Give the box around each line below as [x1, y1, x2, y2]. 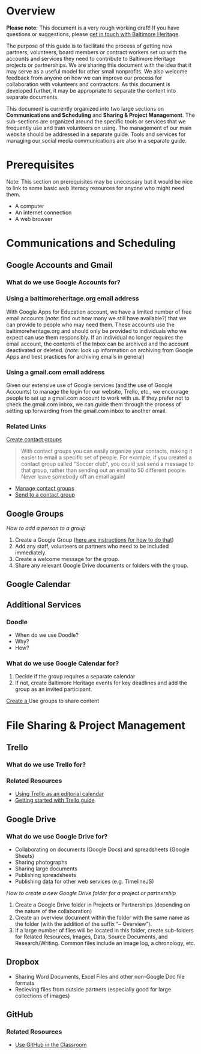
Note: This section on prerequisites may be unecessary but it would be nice [6, 178, 193, 185]
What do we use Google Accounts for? [6, 278, 121, 287]
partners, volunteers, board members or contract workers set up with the [6, 48, 187, 55]
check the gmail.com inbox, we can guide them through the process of [6, 400, 181, 408]
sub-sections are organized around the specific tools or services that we [6, 117, 186, 125]
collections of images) [14, 992, 70, 999]
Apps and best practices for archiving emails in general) [6, 353, 145, 360]
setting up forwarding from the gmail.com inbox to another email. [6, 407, 167, 414]
